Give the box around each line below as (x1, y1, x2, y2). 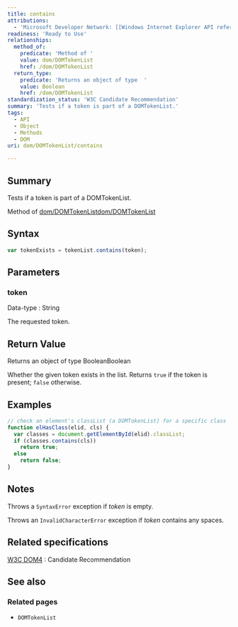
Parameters (7, 267, 60, 279)
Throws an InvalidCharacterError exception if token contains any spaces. (7, 516, 225, 524)
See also (7, 575, 46, 587)
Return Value (7, 338, 66, 350)
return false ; (20, 457, 62, 465)
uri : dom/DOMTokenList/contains (7, 143, 103, 150)
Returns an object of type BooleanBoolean (7, 357, 131, 365)
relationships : (7, 37, 52, 44)
